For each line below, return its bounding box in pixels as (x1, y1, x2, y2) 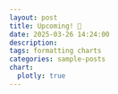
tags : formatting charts (9, 47, 102, 56)
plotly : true (17, 72, 66, 81)
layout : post (9, 13, 58, 22)
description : (9, 38, 58, 47)
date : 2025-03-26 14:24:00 (9, 30, 110, 38)
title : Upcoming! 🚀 (9, 21, 82, 30)
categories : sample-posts (9, 55, 105, 64)
